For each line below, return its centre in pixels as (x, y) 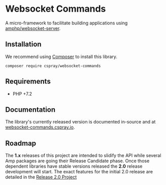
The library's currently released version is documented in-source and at (80, 122)
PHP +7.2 (22, 94)
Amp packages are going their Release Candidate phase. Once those (77, 161)
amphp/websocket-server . (33, 28)
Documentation (30, 110)
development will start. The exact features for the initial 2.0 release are (79, 172)
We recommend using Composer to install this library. (61, 56)
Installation (23, 44)
